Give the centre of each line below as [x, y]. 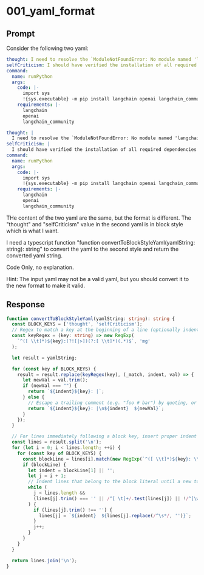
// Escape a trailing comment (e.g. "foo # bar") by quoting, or [113, 403]
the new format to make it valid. [46, 285]
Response [26, 305]
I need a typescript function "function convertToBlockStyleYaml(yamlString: [101, 242]
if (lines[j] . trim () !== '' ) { [73, 510]
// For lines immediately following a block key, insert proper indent [104, 436]
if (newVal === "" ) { [50, 386]
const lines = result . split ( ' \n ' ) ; [57, 442]
